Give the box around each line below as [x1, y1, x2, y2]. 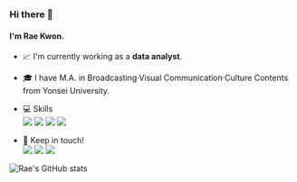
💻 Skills [22, 104, 53, 114]
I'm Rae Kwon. [9, 31, 65, 41]
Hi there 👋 [9, 8, 54, 21]
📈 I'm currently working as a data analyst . [22, 51, 183, 62]
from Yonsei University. [22, 86, 110, 96]
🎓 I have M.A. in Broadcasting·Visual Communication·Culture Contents [22, 72, 289, 84]
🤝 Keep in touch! [22, 135, 84, 146]
